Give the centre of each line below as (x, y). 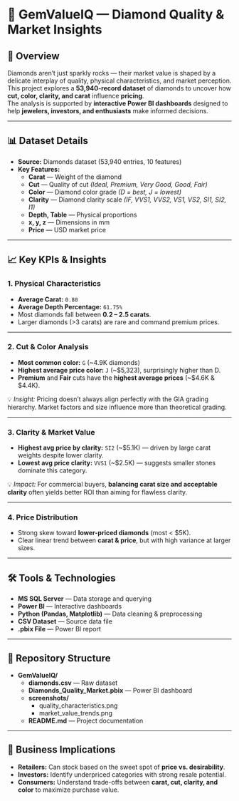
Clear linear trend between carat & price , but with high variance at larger (124, 540)
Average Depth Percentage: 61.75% (70, 306)
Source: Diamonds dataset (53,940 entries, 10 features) (100, 161)
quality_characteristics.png (78, 706)
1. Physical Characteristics (54, 284)
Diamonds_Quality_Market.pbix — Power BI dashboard (110, 691)
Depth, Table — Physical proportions (83, 215)
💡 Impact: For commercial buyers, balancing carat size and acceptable (113, 485)
